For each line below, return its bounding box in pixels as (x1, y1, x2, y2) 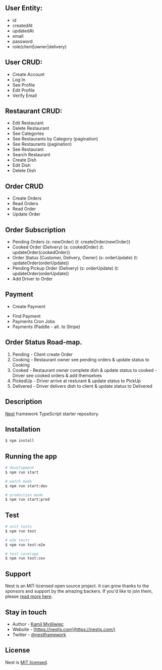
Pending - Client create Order (12, 351, 73, 357)
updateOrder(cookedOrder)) (12, 249, 70, 255)
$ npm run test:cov (5, 556, 46, 561)
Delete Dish (12, 168, 36, 174)
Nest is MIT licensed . (5, 659, 49, 665)
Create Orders (12, 195, 42, 201)
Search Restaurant (12, 152, 51, 158)
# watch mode (5, 479, 32, 484)
